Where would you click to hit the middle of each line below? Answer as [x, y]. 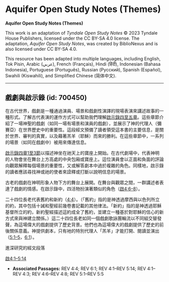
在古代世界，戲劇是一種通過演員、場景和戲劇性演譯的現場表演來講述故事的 [82, 111]
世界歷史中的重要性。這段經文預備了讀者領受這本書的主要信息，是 [91, 130]
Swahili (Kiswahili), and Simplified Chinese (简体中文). [61, 75]
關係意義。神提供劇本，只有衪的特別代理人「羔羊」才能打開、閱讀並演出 [84, 231]
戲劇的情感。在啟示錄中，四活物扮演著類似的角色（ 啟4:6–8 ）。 [78, 189]
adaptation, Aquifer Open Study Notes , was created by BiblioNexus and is [82, 43]
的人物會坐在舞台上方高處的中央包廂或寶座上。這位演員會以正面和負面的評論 [84, 159]
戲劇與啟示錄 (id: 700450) [46, 98]
